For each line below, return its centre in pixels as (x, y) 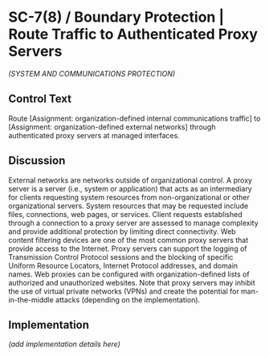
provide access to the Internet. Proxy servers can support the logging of (128, 248)
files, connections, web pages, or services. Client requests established (125, 214)
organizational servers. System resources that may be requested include (128, 206)
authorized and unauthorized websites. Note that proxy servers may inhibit (132, 282)
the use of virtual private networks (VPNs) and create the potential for (124, 291)
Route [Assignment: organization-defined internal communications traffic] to (134, 118)
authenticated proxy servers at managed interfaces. (94, 135)
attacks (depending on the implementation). (128, 300)
